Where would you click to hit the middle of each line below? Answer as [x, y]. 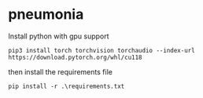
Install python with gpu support [59, 36]
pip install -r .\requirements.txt [66, 86]
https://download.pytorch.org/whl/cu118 [76, 57]
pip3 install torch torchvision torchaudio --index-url [101, 50]
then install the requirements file [60, 71]
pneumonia [46, 15]
